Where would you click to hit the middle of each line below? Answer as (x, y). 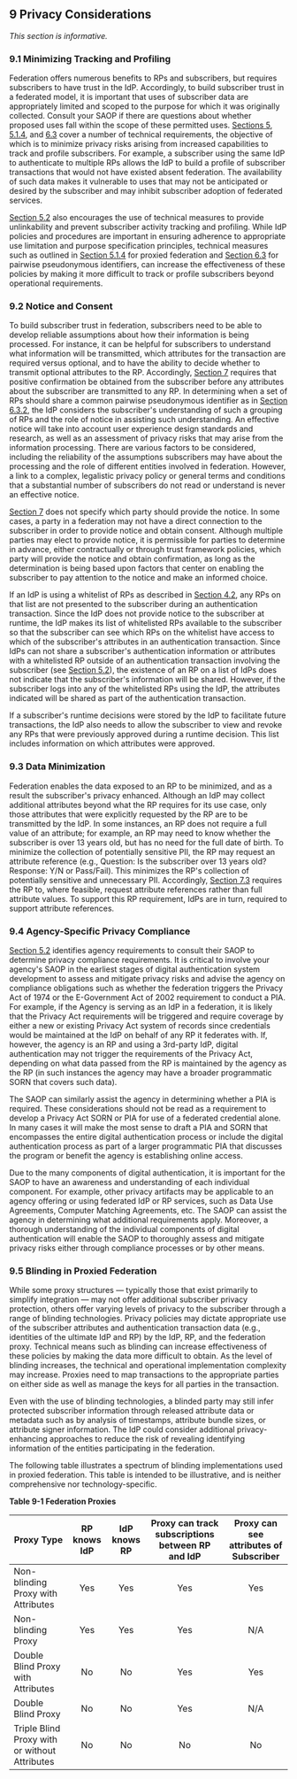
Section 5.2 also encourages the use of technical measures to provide (137, 218)
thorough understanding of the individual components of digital (125, 1229)
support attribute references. (62, 908)
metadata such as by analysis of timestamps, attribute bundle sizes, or (138, 1421)
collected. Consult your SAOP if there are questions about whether (130, 116)
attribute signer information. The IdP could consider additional (122, 1429)
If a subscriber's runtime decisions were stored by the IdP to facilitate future (148, 715)
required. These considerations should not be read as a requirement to (138, 1109)
